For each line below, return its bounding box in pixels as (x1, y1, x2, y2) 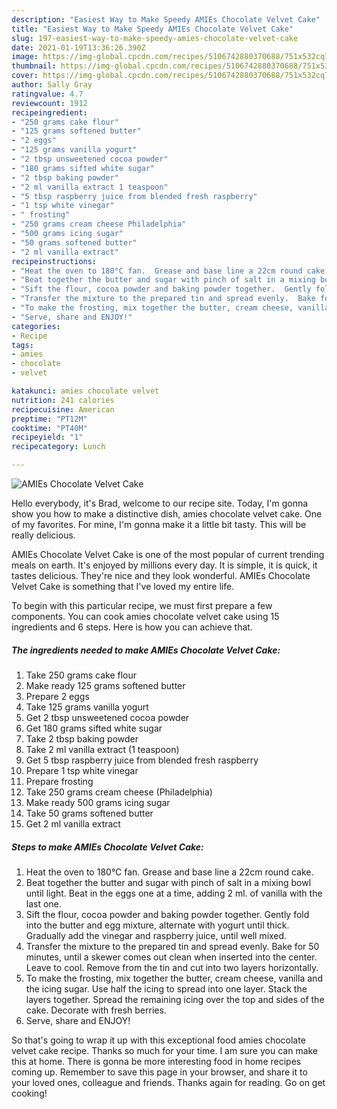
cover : (11, 71, 39, 81)
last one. (25, 897, 62, 910)
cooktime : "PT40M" (11, 423, 88, 433)
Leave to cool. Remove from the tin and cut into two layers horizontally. (25, 961, 319, 973)
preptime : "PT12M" (11, 414, 88, 424)
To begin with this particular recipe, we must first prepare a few (11, 600, 273, 611)
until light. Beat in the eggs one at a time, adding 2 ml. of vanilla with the (25, 887, 323, 899)
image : (11, 52, 39, 62)
